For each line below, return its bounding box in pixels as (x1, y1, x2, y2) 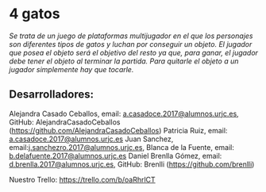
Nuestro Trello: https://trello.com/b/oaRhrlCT (9, 175, 156, 184)
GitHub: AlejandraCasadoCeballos (9, 117, 121, 127)
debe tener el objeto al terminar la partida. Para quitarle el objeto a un (9, 56, 239, 66)
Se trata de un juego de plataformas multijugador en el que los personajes (9, 31, 253, 40)
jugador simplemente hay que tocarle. (9, 64, 134, 74)
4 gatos (9, 5, 60, 23)
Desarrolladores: (9, 88, 94, 102)
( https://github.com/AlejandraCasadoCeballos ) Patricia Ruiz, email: (9, 125, 228, 135)
